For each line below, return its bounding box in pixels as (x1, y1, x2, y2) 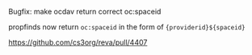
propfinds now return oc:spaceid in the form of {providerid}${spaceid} (8, 22, 246, 31)
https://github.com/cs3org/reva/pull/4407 (8, 37, 148, 47)
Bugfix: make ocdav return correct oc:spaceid (8, 7, 162, 16)
